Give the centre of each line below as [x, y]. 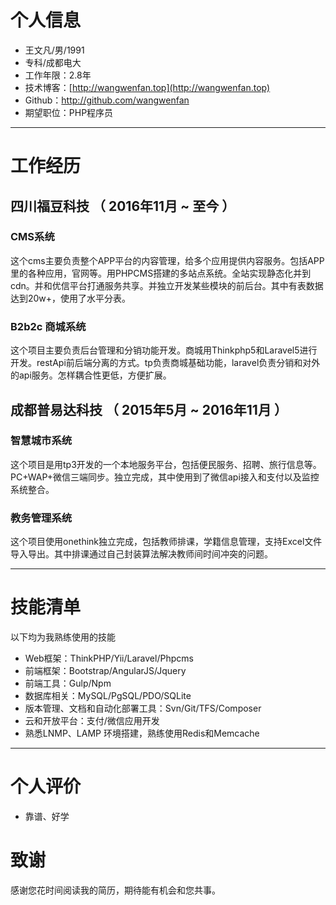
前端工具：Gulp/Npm [68, 683]
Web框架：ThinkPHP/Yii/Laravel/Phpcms [109, 658]
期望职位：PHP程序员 [69, 112]
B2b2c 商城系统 [48, 326]
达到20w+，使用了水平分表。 [71, 298]
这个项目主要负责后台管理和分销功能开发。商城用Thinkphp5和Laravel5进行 [164, 350]
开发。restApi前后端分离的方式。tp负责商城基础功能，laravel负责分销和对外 [165, 363]
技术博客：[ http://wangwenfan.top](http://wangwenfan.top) [147, 87]
